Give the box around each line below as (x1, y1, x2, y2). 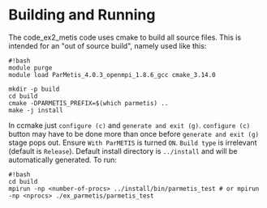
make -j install (8, 106, 63, 114)
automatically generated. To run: (8, 155, 118, 164)
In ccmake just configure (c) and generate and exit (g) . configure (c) (8, 120, 251, 130)
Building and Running (8, 6, 156, 24)
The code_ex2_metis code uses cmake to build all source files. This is (8, 32, 242, 42)
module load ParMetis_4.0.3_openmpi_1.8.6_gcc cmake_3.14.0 (8, 70, 217, 79)
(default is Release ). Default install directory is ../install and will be (8, 146, 238, 155)
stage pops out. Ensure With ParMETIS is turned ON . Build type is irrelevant (8, 138, 257, 147)
